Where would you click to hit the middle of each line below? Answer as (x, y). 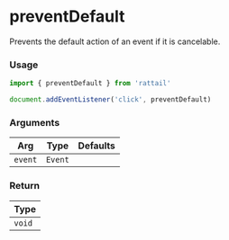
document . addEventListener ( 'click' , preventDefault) (110, 100)
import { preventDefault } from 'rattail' (90, 84)
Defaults (96, 146)
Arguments (35, 122)
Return (25, 186)
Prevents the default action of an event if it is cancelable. (115, 41)
